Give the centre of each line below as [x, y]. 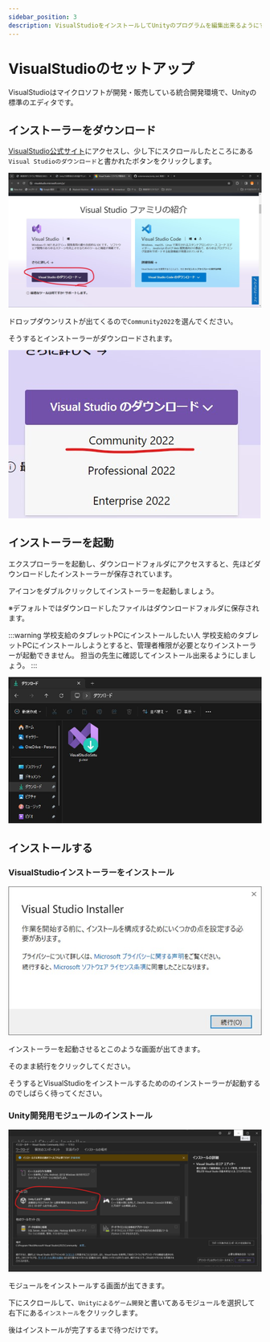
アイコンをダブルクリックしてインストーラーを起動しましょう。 [113, 591]
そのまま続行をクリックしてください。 [72, 1066]
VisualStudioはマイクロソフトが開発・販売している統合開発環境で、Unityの [133, 92]
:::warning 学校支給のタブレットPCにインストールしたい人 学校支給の [123, 635]
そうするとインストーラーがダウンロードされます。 [92, 338]
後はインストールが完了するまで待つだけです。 [86, 1330]
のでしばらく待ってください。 [57, 1093]
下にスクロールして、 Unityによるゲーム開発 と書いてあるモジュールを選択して [132, 1303]
